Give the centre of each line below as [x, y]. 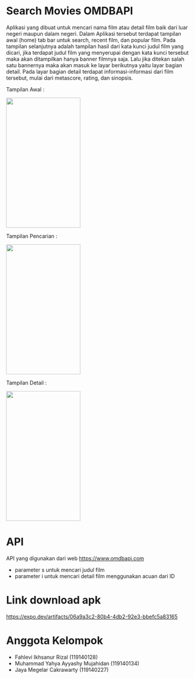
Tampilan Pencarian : [32, 236]
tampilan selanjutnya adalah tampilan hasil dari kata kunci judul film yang [95, 46]
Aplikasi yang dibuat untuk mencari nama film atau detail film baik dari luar [97, 27]
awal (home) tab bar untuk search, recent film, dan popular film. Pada [91, 40]
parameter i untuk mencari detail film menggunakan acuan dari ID [95, 576]
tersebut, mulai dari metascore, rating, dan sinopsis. [70, 78]
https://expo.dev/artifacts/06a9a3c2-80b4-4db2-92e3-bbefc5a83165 [92, 617]
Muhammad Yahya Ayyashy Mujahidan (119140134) [77, 663]
